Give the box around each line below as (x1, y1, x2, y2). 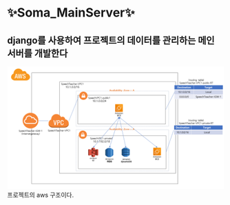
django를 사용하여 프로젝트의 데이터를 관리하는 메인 (7, 35, 215, 46)
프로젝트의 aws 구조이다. (7, 191, 74, 199)
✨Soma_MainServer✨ (7, 5, 136, 21)
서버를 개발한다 (7, 47, 68, 59)
